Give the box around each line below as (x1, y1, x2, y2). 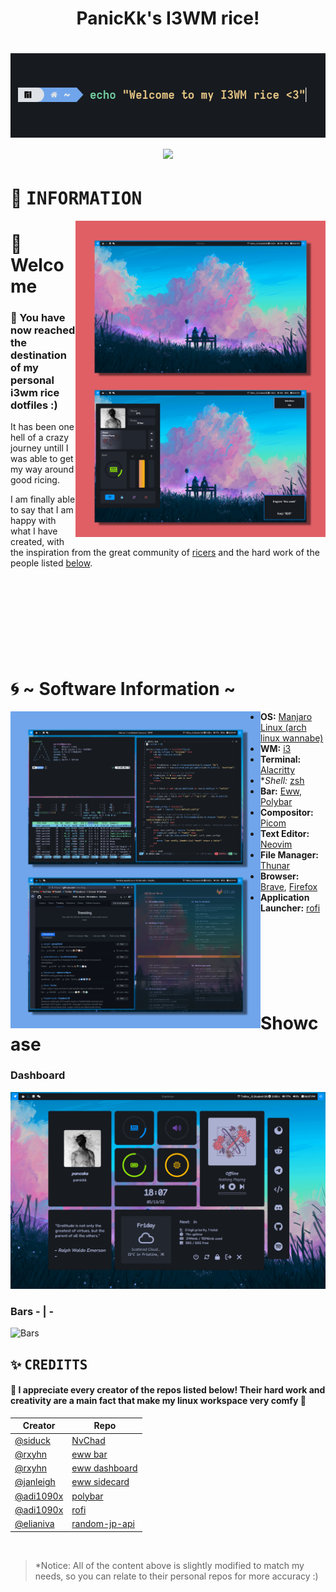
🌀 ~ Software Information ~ (10, 677, 237, 700)
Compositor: (260, 807, 314, 819)
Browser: (260, 870, 300, 882)
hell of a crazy (10, 432, 70, 444)
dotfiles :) (10, 398, 58, 412)
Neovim (260, 838, 293, 851)
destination (10, 348, 67, 362)
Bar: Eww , (260, 785, 303, 797)
